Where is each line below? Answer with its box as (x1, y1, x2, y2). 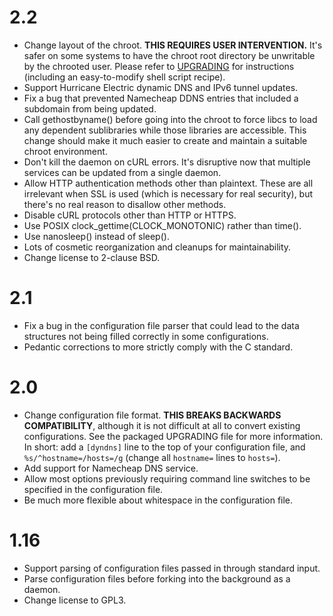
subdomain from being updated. (23, 102, 157, 115)
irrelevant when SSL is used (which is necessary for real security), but (23, 187, 314, 200)
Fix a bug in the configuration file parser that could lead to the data (23, 319, 300, 331)
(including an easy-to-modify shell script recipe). (23, 71, 226, 83)
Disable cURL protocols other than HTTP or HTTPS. (23, 209, 237, 221)
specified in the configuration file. (23, 483, 164, 495)
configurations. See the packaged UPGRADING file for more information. (23, 430, 324, 442)
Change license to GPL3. (23, 594, 127, 606)
